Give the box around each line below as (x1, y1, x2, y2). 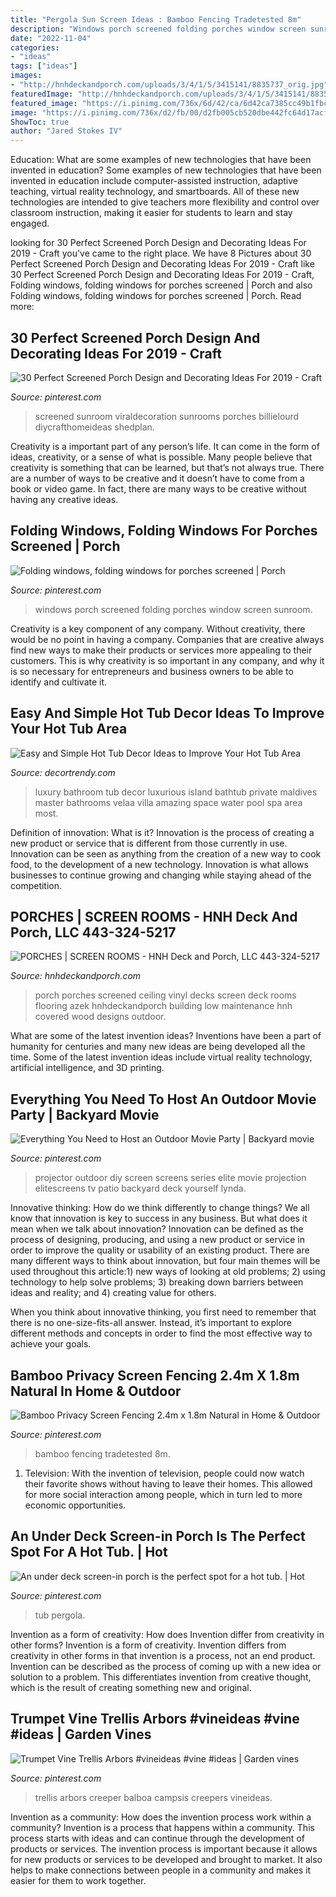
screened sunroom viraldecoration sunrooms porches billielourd (34, 410, 300, 422)
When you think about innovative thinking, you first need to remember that (10, 1306, 317, 1318)
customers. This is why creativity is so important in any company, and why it (10, 654, 325, 666)
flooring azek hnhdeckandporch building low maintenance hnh (34, 1000, 293, 1012)
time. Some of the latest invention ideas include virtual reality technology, (10, 1051, 313, 1063)
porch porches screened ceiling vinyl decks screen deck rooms (34, 989, 297, 1001)
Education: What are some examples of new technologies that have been (10, 154, 312, 166)
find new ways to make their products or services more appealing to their (10, 644, 313, 656)
